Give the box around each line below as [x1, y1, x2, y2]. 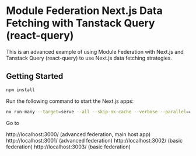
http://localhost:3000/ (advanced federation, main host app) [6, 130, 150, 138]
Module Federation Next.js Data [6, 4, 163, 18]
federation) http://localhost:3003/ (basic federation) [6, 143, 131, 150]
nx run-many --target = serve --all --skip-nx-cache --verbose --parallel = [6, 109, 190, 115]
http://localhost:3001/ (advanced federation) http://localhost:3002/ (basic [6, 137, 183, 144]
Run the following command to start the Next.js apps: [6, 98, 134, 105]
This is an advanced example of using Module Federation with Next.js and [6, 48, 184, 55]
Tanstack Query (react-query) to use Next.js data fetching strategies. [6, 54, 172, 61]
